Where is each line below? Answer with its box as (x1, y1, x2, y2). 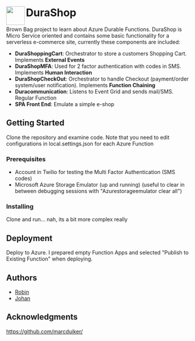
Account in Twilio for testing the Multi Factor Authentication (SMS (14, 169, 175, 176)
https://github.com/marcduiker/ (6, 328, 83, 335)
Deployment (6, 233, 53, 243)
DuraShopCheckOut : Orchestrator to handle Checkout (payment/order (14, 75, 189, 82)
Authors (6, 272, 37, 283)
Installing (6, 202, 34, 210)
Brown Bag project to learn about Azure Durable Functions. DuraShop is (6, 26, 183, 33)
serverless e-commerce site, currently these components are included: (6, 38, 181, 45)
